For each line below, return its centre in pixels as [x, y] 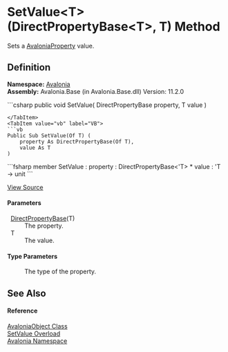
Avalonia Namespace [37, 341]
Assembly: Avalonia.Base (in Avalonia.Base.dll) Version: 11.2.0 [96, 91]
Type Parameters [32, 256]
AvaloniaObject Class [37, 326]
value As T [35, 148]
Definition [29, 67]
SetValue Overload [34, 333]
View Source [25, 187]
